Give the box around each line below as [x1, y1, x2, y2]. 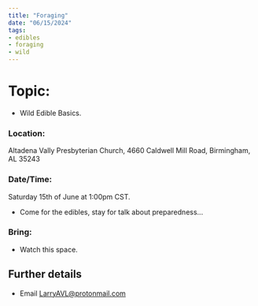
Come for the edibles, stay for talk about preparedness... [19, 207, 204, 217]
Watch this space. [19, 244, 79, 254]
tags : [8, 26, 26, 34]
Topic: [8, 82, 50, 100]
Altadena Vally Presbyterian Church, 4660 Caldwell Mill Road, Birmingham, [8, 146, 251, 155]
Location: [8, 128, 46, 139]
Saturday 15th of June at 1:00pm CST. [8, 192, 131, 201]
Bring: [8, 226, 32, 237]
